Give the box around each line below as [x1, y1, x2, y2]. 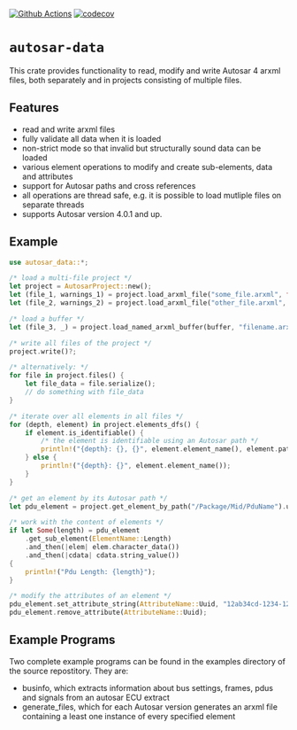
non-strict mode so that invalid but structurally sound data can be [21, 143, 262, 153]
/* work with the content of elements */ [9, 518, 164, 527]
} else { [25, 453, 57, 462]
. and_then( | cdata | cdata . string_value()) [25, 550, 179, 560]
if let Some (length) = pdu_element [9, 526, 141, 535]
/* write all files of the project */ [9, 338, 152, 347]
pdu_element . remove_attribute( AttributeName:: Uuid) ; [9, 608, 208, 617]
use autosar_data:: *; [9, 258, 89, 267]
